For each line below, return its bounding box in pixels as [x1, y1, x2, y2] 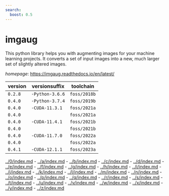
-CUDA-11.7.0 [31, 133, 63, 139]
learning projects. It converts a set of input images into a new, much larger [5, 56, 160, 62]
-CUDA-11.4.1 [31, 119, 63, 125]
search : [5, 7, 22, 13]
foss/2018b [70, 91, 96, 97]
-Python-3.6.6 [31, 91, 65, 97]
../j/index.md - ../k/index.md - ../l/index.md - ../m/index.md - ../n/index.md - [5, 169, 162, 175]
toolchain [71, 83, 95, 90]
